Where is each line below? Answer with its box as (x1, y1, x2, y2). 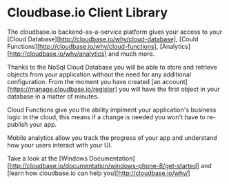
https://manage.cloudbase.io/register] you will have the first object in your (9, 85, 221, 93)
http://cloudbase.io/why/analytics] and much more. (9, 50, 155, 58)
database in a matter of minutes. (7, 92, 99, 101)
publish (7, 120, 28, 128)
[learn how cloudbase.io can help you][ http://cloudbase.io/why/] (7, 169, 191, 177)
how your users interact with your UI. (7, 141, 112, 149)
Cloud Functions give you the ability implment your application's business (7, 105, 217, 114)
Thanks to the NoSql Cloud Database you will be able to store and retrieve (7, 63, 217, 71)
